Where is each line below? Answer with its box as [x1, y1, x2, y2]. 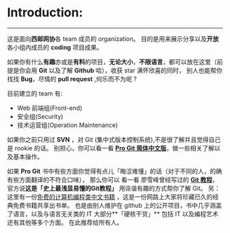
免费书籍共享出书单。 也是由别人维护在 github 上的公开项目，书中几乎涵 [12, 201, 216, 209]
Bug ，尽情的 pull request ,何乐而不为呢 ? [20, 74, 137, 83]
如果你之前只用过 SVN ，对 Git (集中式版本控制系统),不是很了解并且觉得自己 [7, 135, 221, 143]
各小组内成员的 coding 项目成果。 [7, 43, 103, 51]
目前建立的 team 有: [7, 89, 63, 97]
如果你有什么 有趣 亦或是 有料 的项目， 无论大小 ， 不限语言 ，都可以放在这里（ [7, 57, 217, 66]
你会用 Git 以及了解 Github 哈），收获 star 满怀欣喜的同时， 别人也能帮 [18, 66, 217, 74]
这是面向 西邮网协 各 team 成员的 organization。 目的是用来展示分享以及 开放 [7, 34, 219, 42]
